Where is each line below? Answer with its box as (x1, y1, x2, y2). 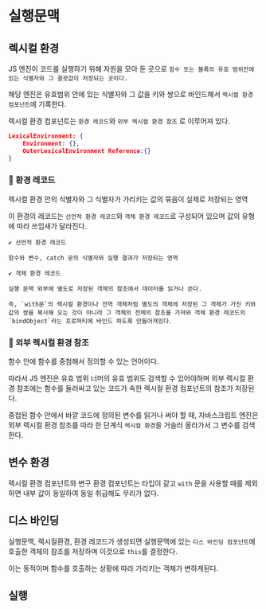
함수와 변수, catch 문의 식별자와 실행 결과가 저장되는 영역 (8, 254, 178, 262)
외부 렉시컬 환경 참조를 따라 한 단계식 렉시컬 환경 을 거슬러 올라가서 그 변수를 (8, 420, 241, 430)
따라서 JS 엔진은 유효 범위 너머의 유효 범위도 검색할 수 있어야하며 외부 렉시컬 (8, 373, 246, 383)
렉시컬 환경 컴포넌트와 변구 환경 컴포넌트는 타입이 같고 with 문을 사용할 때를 (8, 478, 244, 488)
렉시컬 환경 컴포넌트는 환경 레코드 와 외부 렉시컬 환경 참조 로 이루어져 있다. (8, 116, 231, 126)
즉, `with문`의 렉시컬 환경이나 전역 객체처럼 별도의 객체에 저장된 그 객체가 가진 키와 (8, 300, 256, 308)
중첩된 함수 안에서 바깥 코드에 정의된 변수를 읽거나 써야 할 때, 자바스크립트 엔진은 (8, 411, 259, 420)
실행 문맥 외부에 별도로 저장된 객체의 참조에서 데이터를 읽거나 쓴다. (8, 284, 202, 293)
